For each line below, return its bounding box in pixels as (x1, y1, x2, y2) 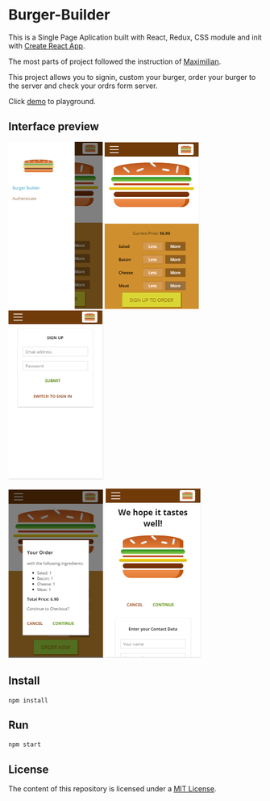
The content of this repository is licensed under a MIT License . (8, 784, 217, 794)
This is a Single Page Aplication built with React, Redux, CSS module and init (8, 32, 262, 42)
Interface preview (8, 120, 99, 134)
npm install (8, 696, 48, 704)
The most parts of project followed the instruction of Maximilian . (8, 57, 222, 66)
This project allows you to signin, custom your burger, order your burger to (8, 72, 256, 82)
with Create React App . (8, 40, 85, 50)
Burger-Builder (8, 6, 110, 24)
